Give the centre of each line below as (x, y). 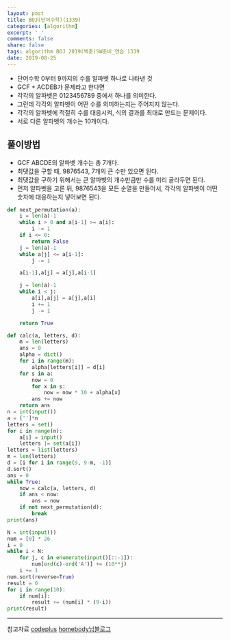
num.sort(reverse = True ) (41, 577)
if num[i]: (35, 596)
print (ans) (23, 520)
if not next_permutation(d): (61, 507)
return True (36, 323)
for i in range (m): (47, 361)
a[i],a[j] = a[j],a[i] (64, 298)
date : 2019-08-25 (32, 58)
